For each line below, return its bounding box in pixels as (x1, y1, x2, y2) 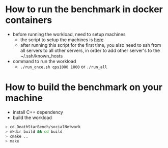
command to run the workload (12, 58, 76, 64)
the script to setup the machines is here (20, 37, 104, 43)
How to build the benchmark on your (5, 81, 163, 93)
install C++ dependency (12, 109, 64, 115)
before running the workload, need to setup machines (12, 31, 126, 37)
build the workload (12, 114, 52, 121)
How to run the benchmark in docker (5, 4, 163, 15)
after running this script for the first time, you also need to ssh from (20, 42, 161, 48)
